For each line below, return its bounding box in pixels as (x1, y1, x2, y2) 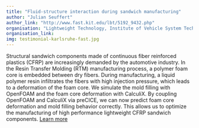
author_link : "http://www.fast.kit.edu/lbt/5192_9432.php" (6, 20, 155, 25)
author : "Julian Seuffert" (6, 14, 73, 20)
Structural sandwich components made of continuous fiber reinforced (6, 53, 176, 59)
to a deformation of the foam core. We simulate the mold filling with (6, 84, 171, 91)
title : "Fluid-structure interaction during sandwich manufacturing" (6, 8, 182, 15)
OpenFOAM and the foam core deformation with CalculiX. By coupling (6, 90, 177, 97)
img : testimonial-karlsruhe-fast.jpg (6, 36, 99, 42)
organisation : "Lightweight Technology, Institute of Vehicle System (6, 25, 182, 31)
